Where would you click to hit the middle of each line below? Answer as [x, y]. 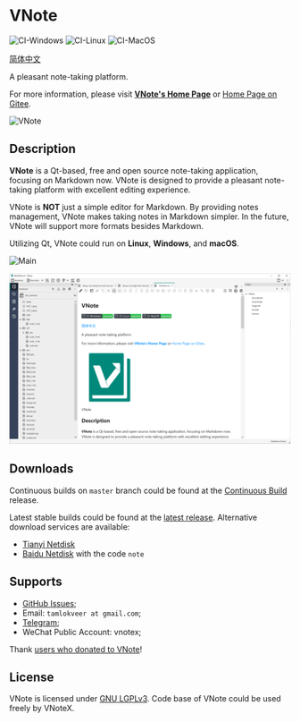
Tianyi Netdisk [49, 544]
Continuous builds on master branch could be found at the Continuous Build [148, 490]
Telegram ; [41, 622]
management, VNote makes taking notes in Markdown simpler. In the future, [149, 217]
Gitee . [20, 103]
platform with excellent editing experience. [112, 190]
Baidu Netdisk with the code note [83, 553]
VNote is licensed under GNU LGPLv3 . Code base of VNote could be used [145, 699]
